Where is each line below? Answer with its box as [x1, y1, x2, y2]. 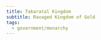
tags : [6, 19, 20, 25]
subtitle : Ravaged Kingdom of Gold [6, 14, 96, 20]
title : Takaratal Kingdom [6, 8, 71, 15]
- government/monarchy [11, 25, 69, 31]
